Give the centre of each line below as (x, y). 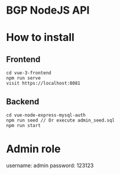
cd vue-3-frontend (29, 73)
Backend (23, 101)
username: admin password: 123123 (50, 165)
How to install (40, 38)
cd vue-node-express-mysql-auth (46, 115)
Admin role (33, 149)
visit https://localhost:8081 (43, 84)
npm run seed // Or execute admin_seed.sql (61, 120)
